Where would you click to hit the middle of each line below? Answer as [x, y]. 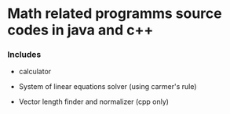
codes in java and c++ [80, 30]
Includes [24, 55]
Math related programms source [115, 14]
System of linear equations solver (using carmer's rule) [108, 87]
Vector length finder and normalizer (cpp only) [94, 102]
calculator [35, 72]
